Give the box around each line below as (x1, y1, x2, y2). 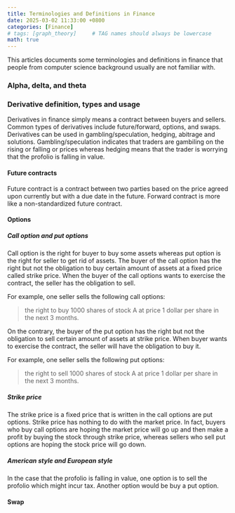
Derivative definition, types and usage (7, 99, 140, 109)
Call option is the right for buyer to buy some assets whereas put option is (7, 249, 221, 258)
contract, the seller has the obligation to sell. (7, 279, 135, 288)
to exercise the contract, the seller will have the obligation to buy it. (7, 342, 201, 351)
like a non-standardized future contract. (7, 199, 123, 208)
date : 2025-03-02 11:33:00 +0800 (7, 17, 105, 24)
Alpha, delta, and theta (7, 81, 87, 91)
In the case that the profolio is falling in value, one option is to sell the (7, 474, 208, 483)
